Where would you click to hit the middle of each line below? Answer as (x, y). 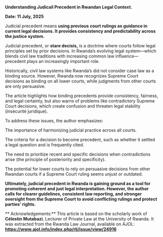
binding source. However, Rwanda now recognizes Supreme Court (72, 76)
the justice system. (25, 36)
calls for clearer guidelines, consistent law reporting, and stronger (73, 194)
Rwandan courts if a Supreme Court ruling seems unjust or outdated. (74, 174)
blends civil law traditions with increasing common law (60, 56)
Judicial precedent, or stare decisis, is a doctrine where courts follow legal (80, 46)
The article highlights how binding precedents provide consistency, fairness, (81, 96)
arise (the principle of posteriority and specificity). (55, 159)
